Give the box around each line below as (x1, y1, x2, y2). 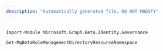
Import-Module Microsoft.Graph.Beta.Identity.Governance (6, 30, 148, 35)
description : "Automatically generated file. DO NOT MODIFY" (6, 8, 159, 14)
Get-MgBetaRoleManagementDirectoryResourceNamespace (6, 39, 138, 45)
